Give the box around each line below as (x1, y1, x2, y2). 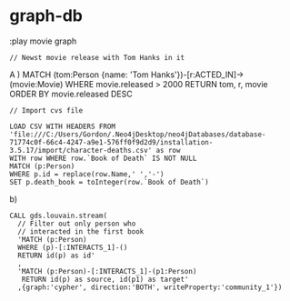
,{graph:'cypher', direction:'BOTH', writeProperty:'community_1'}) (17, 283, 283, 292)
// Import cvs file (9, 105, 84, 115)
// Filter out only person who (17, 219, 136, 228)
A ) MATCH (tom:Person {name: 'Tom (9, 69, 149, 80)
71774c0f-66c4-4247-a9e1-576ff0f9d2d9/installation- (9, 137, 214, 146)
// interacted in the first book (17, 226, 145, 236)
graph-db (9, 5, 84, 26)
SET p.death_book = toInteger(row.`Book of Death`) (9, 177, 209, 186)
